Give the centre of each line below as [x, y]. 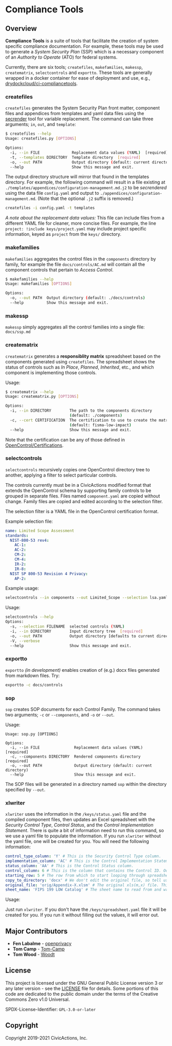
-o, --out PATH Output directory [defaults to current [82, 636]
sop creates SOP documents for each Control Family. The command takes [83, 709]
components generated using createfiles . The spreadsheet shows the [80, 361]
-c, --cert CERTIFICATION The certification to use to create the [83, 420]
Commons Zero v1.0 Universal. [38, 999]
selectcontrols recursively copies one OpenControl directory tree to [78, 469]
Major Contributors [37, 931]
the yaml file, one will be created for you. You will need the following [77, 841]
